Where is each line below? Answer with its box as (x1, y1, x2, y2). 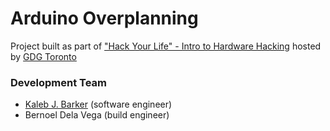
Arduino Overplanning (10, 7, 199, 30)
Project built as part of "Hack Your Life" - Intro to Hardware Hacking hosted (10, 40, 322, 52)
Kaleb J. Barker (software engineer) (24, 98, 173, 111)
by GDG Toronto (10, 50, 77, 62)
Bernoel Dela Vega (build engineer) (24, 109, 170, 121)
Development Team (10, 75, 107, 89)
